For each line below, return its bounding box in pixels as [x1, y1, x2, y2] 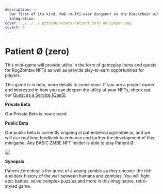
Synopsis [5, 159, 25, 164]
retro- [135, 178, 148, 184]
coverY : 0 [5, 25, 25, 30]
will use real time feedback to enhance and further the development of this [5, 135, 154, 141]
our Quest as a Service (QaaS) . [5, 92, 67, 98]
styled [5, 183, 18, 189]
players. [5, 72, 21, 78]
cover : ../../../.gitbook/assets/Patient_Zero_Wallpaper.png [5, 20, 131, 26]
